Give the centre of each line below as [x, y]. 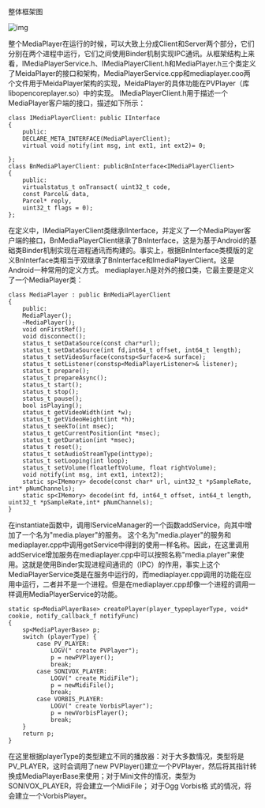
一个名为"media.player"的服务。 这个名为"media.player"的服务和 [126, 535]
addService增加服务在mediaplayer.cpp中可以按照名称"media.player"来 [123, 555]
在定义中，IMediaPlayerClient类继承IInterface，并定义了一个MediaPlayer [126, 230]
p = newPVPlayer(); [82, 658]
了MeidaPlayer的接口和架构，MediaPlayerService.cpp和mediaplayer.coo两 [129, 73]
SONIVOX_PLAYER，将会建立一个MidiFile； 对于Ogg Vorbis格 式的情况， [127, 786]
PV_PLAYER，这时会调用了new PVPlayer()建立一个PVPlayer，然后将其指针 [129, 766]
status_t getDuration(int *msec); [79, 440]
